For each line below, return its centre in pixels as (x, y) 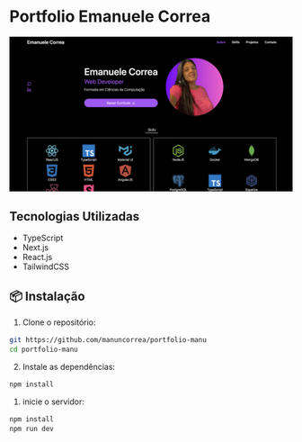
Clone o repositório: (59, 322)
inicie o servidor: (53, 401)
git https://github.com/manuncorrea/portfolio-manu (108, 340)
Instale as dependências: (68, 366)
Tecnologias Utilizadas (75, 216)
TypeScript (43, 238)
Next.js (36, 248)
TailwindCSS (46, 266)
